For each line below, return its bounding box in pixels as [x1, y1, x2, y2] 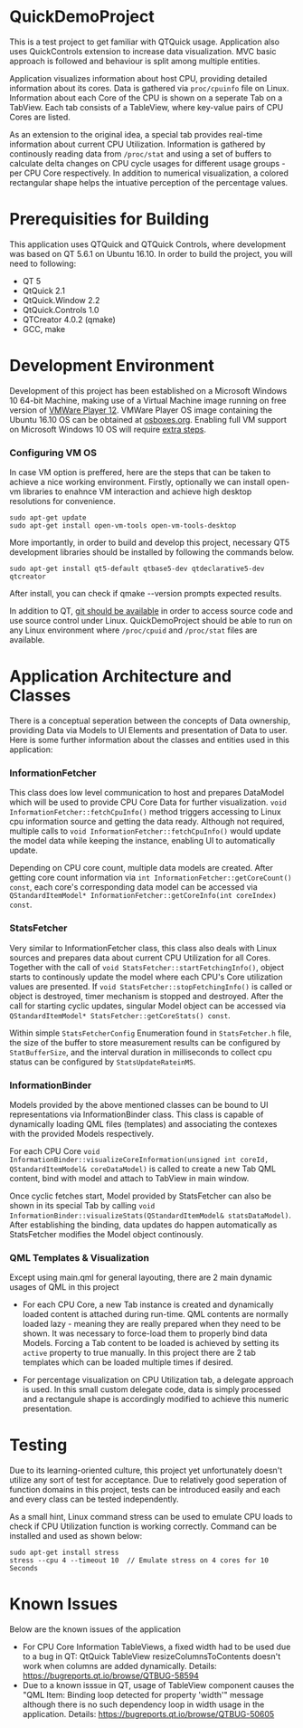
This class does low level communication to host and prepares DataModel [9, 788, 285, 798]
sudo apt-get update [9, 513, 88, 522]
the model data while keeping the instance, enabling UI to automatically [9, 835, 276, 846]
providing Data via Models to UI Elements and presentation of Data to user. [9, 725, 288, 736]
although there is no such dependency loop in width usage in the [22, 1699, 265, 1710]
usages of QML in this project [9, 1282, 119, 1293]
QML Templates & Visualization [9, 1251, 149, 1264]
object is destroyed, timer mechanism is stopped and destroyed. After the [9, 990, 284, 1001]
